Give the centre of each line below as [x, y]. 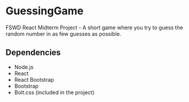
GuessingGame [45, 11]
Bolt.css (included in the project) [54, 92]
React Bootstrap [34, 79]
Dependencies [33, 53]
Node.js [24, 67]
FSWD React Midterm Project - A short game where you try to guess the [94, 27]
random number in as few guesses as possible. [63, 33]
